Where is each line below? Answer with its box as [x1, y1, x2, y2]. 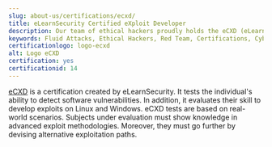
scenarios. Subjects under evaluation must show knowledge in [28, 112, 238, 122]
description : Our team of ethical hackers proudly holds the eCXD [8, 27, 237, 35]
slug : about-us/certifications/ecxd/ [8, 11, 136, 20]
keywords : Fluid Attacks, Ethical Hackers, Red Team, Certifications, [8, 34, 252, 43]
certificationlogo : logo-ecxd [8, 42, 111, 50]
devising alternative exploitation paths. [8, 129, 138, 139]
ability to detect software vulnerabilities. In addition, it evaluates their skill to [8, 94, 261, 105]
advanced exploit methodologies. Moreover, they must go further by [8, 120, 236, 130]
